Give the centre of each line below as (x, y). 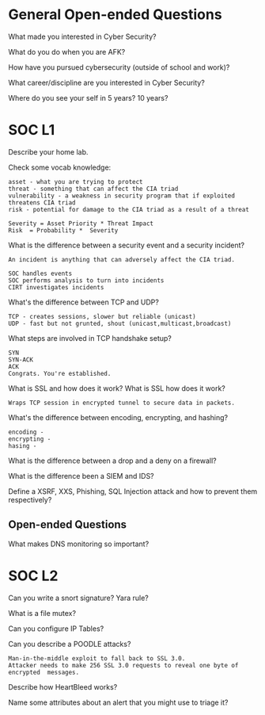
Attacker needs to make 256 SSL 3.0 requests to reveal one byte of (123, 665)
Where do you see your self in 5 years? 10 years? (88, 97)
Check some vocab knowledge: (60, 167)
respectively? (30, 499)
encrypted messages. (44, 672)
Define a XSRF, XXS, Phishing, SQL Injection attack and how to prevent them (133, 491)
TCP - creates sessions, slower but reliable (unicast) (102, 316)
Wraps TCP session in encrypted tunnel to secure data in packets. (122, 403)
